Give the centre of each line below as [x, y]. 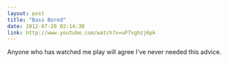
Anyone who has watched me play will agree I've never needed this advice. [114, 52]
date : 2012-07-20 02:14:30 [46, 26]
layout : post [26, 13]
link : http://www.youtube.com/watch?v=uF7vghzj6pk [82, 33]
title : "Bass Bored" [37, 20]
